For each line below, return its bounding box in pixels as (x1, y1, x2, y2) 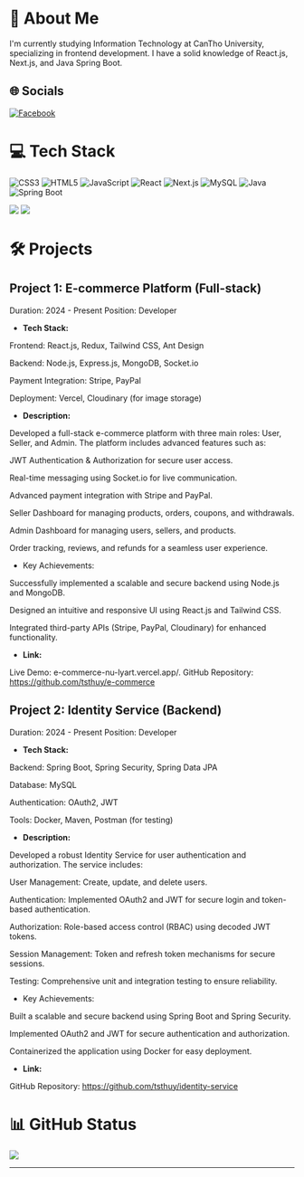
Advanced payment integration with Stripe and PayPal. (9, 489, 213, 500)
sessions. (9, 958, 45, 969)
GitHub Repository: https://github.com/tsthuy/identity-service (9, 1080, 238, 1091)
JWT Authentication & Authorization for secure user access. (9, 454, 233, 465)
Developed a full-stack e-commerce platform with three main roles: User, (9, 427, 282, 438)
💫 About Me (9, 8, 100, 29)
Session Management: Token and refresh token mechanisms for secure (9, 948, 276, 959)
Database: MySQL (9, 779, 77, 790)
